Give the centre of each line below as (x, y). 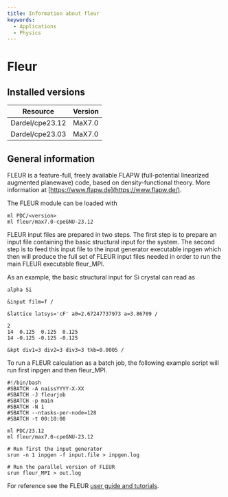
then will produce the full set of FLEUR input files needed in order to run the (114, 257)
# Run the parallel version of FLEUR (61, 467)
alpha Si (20, 290)
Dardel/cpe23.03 (38, 134)
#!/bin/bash (24, 383)
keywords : (21, 20)
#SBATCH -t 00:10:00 (37, 419)
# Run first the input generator (55, 449)
